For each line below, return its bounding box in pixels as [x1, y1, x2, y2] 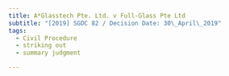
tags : [8, 26, 27, 34]
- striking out [15, 42, 67, 50]
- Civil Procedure [15, 34, 78, 42]
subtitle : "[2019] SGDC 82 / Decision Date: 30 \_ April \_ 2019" [8, 19, 222, 27]
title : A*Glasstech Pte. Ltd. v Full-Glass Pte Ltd [8, 11, 185, 20]
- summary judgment [15, 49, 81, 57]
